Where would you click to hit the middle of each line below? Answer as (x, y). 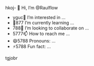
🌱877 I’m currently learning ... (43, 23)
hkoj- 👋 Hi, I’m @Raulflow (32, 8)
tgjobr (11, 58)
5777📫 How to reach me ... (41, 33)
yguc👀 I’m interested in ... (39, 17)
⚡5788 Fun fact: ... (32, 46)
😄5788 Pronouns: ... (34, 41)
